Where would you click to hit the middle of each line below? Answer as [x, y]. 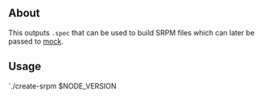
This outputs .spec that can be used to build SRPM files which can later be [131, 32]
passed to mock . [36, 41]
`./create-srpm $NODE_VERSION [62, 86]
